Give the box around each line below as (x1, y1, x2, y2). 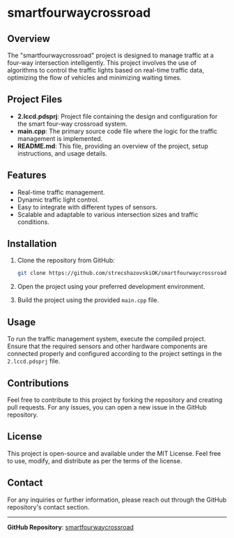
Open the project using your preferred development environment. (17, 283, 205, 291)
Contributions (7, 377, 69, 389)
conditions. (17, 218, 50, 226)
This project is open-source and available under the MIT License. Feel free (7, 449, 221, 458)
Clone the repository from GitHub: (17, 256, 115, 264)
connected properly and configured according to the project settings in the (7, 350, 222, 358)
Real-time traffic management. (17, 188, 106, 196)
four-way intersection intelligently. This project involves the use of (7, 59, 197, 67)
